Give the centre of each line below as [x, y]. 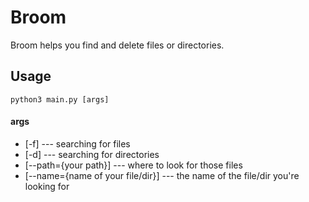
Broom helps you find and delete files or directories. [117, 45]
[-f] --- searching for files [77, 143]
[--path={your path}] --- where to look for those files [133, 165]
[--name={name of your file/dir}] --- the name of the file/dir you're [162, 175]
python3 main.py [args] [60, 99]
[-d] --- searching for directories [92, 154]
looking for [47, 186]
